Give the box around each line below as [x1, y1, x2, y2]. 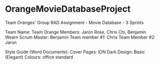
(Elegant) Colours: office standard [5, 54, 73, 60]
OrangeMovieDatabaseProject [5, 3, 131, 15]
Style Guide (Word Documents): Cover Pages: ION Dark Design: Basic [5, 49, 145, 55]
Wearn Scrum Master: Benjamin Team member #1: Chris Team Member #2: [5, 34, 156, 40]
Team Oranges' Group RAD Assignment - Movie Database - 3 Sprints [5, 20, 144, 25]
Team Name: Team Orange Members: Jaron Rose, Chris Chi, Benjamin [5, 29, 146, 35]
